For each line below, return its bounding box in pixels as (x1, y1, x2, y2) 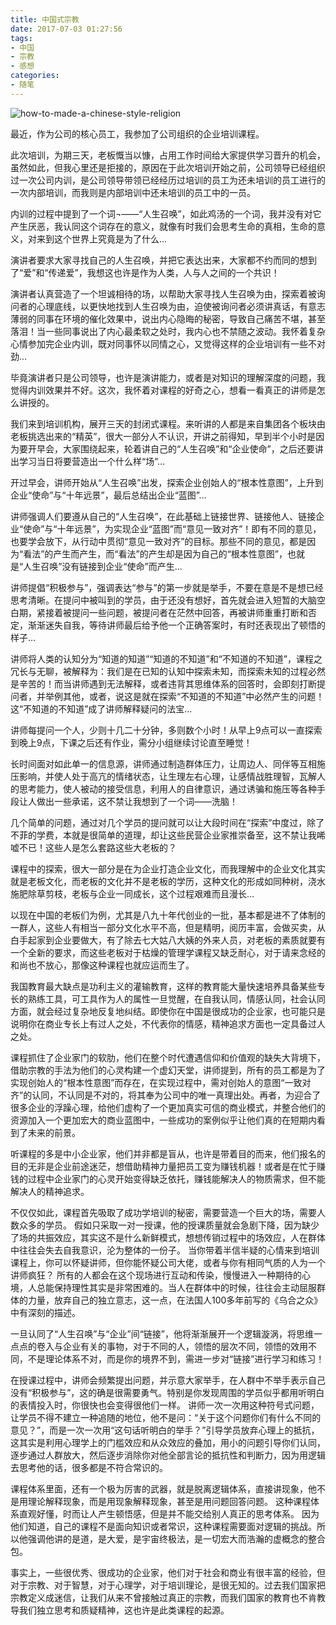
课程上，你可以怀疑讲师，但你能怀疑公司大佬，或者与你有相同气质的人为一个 (10, 1256, 326, 1268)
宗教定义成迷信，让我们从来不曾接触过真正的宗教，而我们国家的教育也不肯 (10, 1591, 317, 1603)
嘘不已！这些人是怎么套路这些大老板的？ (10, 841, 177, 853)
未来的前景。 (27, 1126, 81, 1138)
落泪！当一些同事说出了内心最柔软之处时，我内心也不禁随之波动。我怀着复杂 (10, 325, 326, 337)
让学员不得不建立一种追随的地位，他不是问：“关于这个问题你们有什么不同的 (10, 1411, 322, 1423)
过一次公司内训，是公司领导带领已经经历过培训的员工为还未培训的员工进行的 (10, 174, 326, 186)
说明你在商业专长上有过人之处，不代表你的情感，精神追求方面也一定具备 (10, 1017, 308, 1030)
